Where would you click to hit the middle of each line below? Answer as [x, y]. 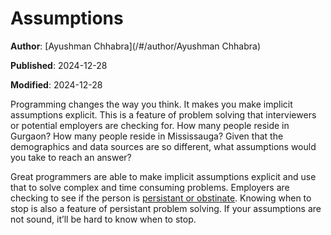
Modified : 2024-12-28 [56, 84]
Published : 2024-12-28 [59, 65]
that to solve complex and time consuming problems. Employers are [150, 187]
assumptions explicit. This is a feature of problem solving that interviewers [163, 114]
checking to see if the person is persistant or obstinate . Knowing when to [161, 198]
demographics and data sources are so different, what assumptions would [163, 146]
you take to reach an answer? [71, 157]
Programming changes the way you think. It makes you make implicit [151, 104]
